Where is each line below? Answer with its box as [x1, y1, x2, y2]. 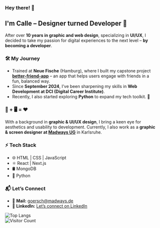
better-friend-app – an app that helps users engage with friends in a [12, 73, 149, 79]
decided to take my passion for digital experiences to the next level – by [5, 37, 148, 43]
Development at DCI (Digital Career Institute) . [12, 88, 105, 94]
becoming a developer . [5, 42, 52, 48]
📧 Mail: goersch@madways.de [12, 198, 73, 204]
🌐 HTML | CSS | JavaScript [12, 155, 67, 160]
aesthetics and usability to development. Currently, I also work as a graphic [5, 124, 156, 130]
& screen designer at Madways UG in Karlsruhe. [5, 129, 102, 135]
